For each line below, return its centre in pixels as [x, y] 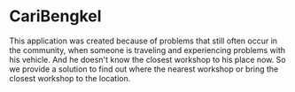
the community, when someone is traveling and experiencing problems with [147, 50]
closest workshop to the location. [70, 78]
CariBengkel [55, 16]
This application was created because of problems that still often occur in [143, 41]
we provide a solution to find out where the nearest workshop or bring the [144, 69]
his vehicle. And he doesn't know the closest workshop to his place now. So [147, 59]
